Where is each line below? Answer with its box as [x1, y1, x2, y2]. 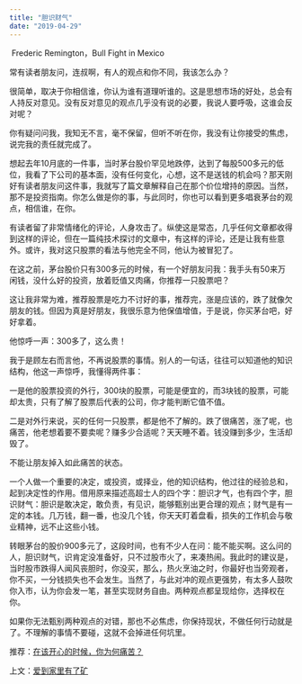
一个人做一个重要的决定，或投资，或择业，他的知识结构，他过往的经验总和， [9, 476, 293, 487]
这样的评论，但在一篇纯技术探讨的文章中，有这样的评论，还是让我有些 [16, 233, 277, 244]
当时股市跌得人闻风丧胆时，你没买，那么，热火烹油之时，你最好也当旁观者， [9, 562, 293, 573]
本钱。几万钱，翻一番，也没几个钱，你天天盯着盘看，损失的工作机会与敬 [24, 509, 293, 520]
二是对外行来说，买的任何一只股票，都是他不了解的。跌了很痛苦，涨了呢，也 [9, 415, 293, 426]
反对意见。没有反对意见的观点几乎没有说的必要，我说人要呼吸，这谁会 [24, 96, 285, 108]
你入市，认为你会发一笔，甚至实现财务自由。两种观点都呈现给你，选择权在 [9, 585, 285, 596]
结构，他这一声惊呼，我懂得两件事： [9, 365, 144, 376]
